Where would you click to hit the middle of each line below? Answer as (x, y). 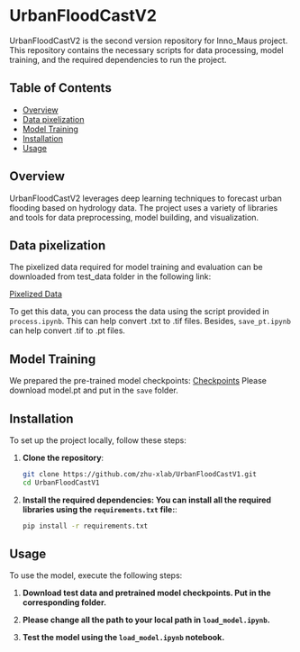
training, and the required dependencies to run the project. (118, 59)
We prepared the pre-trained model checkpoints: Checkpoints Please (138, 381)
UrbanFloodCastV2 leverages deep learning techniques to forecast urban (145, 198)
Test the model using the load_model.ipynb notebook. (123, 638)
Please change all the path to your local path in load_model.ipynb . (146, 620)
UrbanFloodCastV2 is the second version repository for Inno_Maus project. (149, 41)
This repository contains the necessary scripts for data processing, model (146, 50)
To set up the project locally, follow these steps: (98, 440)
